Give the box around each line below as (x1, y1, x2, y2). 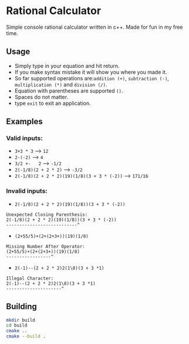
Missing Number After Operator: (6, 243, 85, 250)
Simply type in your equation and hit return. (14, 62, 120, 69)
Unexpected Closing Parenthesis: (6, 212, 88, 217)
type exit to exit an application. (14, 100, 91, 107)
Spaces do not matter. (14, 93, 69, 100)
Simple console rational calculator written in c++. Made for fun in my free (6, 23, 183, 30)
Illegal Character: (6, 275, 54, 281)
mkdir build (6, 317, 35, 323)
